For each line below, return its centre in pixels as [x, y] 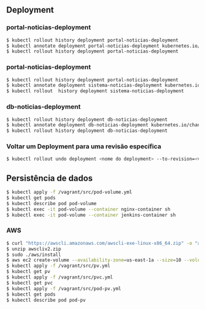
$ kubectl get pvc [30, 283]
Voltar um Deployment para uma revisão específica [84, 147]
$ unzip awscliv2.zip [34, 249]
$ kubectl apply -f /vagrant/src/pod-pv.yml [64, 289]
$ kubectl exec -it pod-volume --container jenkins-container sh [91, 215]
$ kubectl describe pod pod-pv [46, 300]
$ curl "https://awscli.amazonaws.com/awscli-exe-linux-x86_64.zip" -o [99, 243]
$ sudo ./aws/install [34, 255]
